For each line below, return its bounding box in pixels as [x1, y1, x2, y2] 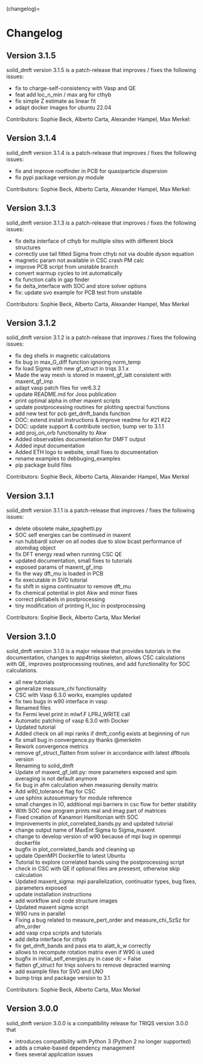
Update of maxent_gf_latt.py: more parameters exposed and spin [14, 769, 177, 776]
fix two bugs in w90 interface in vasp [14, 698, 108, 705]
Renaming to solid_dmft [14, 762, 74, 769]
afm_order [14, 923, 41, 930]
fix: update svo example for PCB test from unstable [14, 289, 143, 296]
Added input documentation [14, 442, 85, 450]
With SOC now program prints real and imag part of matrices [14, 807, 167, 815]
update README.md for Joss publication [14, 390, 117, 398]
